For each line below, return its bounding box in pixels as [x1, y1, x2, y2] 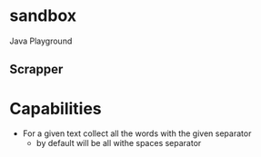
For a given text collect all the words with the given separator [22, 128, 252, 139]
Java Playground [9, 35, 73, 46]
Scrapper [9, 62, 64, 77]
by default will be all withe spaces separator [35, 138, 202, 149]
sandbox [9, 5, 77, 26]
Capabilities [9, 98, 102, 119]
